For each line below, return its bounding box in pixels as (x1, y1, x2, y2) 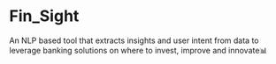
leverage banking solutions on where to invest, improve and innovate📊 (9, 45, 268, 55)
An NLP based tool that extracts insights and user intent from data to (9, 35, 259, 46)
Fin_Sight (9, 6, 80, 26)
